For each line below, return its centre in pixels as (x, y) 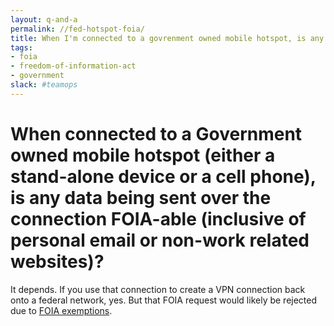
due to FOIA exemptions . (61, 310)
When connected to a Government (156, 133)
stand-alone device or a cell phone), (163, 176)
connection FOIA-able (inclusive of (158, 218)
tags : (21, 47)
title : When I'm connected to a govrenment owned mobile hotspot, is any (167, 38)
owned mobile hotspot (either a (143, 155)
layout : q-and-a (44, 19)
